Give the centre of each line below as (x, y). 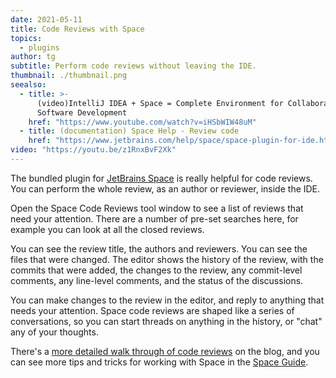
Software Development (82, 112)
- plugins (39, 47)
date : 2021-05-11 (46, 19)
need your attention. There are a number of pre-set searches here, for (154, 218)
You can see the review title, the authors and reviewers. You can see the (159, 248)
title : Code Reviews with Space (77, 29)
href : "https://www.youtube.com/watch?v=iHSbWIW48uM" (142, 122)
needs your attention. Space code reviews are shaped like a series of (152, 310)
